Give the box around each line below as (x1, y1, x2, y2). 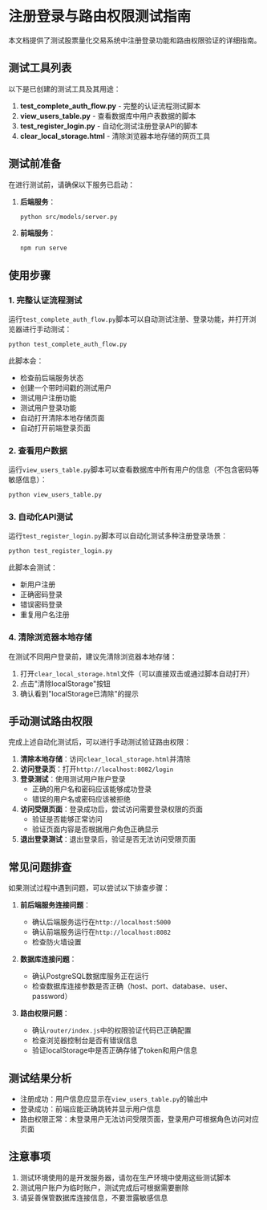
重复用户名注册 (19, 610, 70, 619)
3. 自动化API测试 (8, 511, 74, 522)
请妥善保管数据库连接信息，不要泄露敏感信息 (19, 1192, 168, 1202)
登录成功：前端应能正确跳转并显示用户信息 (19, 1104, 161, 1114)
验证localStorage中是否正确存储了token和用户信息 (31, 1046, 198, 1055)
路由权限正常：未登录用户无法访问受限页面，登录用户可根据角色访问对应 (19, 1114, 259, 1123)
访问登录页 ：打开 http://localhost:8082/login (19, 764, 174, 774)
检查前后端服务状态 (19, 372, 84, 382)
